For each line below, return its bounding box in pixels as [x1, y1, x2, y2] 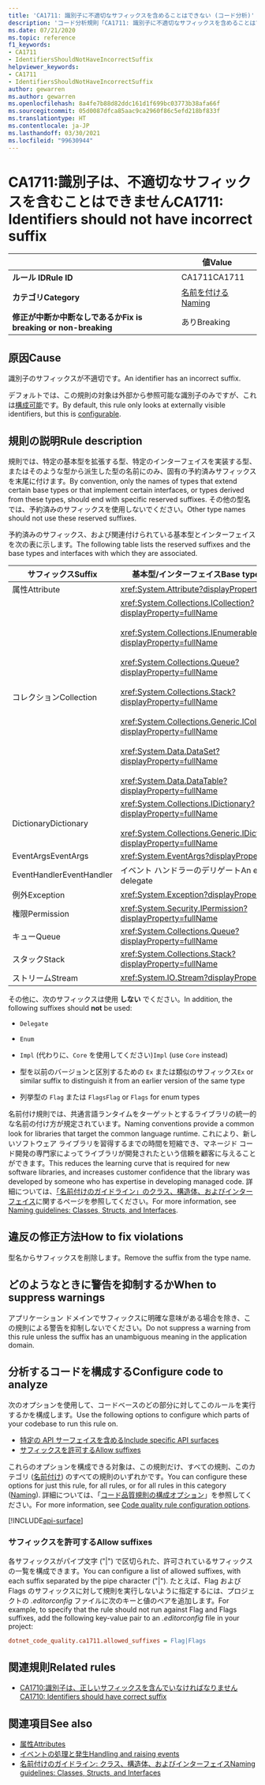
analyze [8, 1378, 49, 1392]
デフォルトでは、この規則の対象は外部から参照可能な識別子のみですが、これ [8, 391, 257, 400]
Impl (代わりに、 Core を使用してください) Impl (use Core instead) [19, 1050, 229, 1060]
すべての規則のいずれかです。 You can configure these [72, 1472, 248, 1481]
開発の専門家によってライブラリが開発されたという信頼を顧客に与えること [14, 1148, 256, 1159]
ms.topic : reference [8, 33, 77, 42]
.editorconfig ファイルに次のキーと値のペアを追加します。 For [30, 1595, 230, 1605]
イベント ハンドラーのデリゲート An [120, 865, 252, 876]
